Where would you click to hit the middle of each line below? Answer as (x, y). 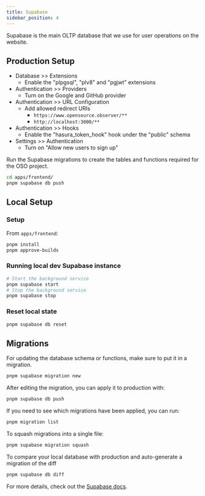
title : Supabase (27, 12)
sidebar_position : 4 (33, 18)
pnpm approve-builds (33, 250)
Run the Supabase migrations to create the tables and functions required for (103, 160)
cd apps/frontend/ (30, 178)
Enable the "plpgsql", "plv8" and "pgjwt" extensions (90, 82)
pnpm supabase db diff (35, 474)
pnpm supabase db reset (37, 324)
